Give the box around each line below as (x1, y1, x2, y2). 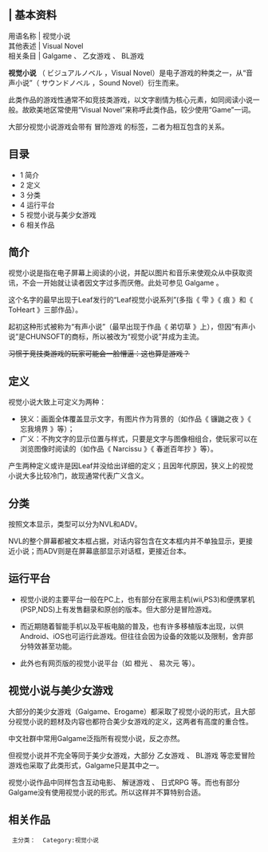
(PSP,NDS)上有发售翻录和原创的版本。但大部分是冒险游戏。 (19, 604, 216, 613)
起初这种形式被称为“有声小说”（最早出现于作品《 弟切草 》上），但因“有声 (8, 322, 249, 332)
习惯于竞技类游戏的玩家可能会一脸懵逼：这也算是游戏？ (8, 349, 190, 358)
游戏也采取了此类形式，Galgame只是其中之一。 (8, 760, 164, 770)
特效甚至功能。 (26, 641, 77, 651)
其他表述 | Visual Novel (8, 41, 84, 50)
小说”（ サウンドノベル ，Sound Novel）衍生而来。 (14, 77, 183, 87)
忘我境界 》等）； (19, 424, 75, 434)
